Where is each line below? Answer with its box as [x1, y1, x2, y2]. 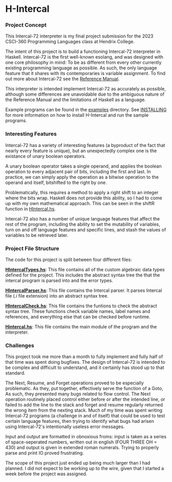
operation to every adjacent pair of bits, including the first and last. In [5, 168, 151, 175]
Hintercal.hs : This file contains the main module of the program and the [5, 324, 157, 330]
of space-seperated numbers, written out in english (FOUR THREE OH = [5, 439, 157, 445]
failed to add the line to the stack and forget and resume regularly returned [5, 402, 163, 408]
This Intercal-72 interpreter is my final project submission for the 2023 [5, 33, 154, 39]
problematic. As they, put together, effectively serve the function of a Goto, [5, 385, 164, 392]
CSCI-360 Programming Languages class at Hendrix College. [5, 39, 135, 45]
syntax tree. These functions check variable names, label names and [5, 308, 150, 314]
